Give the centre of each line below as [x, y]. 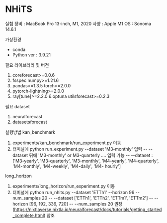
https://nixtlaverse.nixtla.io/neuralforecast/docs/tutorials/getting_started [88, 209]
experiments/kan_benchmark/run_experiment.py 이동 [67, 143]
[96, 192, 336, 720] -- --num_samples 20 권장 [76, 204]
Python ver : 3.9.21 [32, 55]
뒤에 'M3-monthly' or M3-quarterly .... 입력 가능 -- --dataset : [91, 155]
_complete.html [28, 215]
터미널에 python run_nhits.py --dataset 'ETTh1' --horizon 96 [73, 192]
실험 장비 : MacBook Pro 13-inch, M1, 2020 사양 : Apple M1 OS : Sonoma [78, 23]
